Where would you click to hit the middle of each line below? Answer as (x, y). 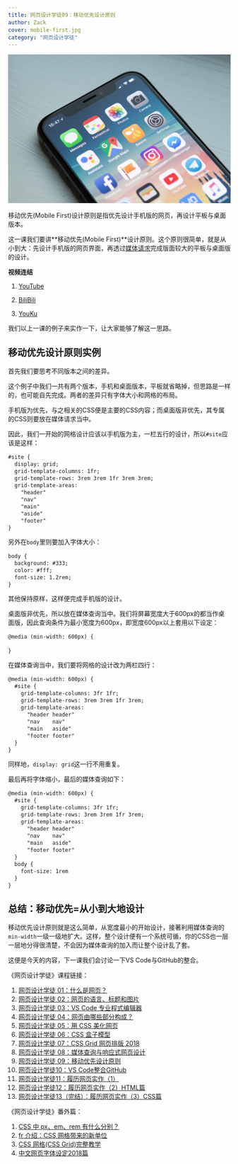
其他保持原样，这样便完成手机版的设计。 (67, 598)
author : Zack (27, 22)
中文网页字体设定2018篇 (53, 1153)
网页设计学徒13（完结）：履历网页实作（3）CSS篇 (90, 1096)
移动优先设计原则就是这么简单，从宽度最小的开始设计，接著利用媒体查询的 (116, 927)
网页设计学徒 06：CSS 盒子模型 (64, 1034)
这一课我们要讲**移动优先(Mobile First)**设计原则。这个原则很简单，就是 (114, 239)
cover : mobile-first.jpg (44, 30)
